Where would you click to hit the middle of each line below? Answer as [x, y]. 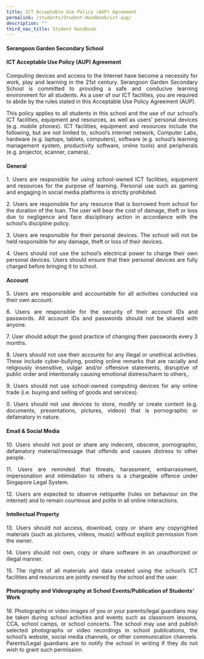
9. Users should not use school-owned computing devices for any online [102, 386]
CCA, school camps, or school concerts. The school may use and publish [102, 624]
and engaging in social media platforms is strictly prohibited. [82, 193]
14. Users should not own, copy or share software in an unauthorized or [102, 552]
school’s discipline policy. [38, 224]
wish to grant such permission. [45, 650]
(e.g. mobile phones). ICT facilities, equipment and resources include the [102, 126]
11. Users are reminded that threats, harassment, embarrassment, [102, 469]
